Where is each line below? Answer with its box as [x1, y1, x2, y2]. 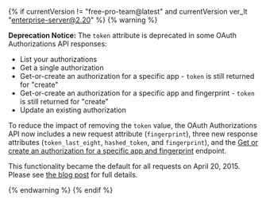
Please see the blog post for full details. [8, 170, 138, 179]
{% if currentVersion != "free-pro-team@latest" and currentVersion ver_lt [8, 7, 248, 16]
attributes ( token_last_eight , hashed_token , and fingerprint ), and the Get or [8, 138, 259, 146]
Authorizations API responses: [8, 39, 107, 49]
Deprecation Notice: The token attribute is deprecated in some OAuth [8, 31, 237, 40]
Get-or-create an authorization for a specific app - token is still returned [19, 72, 255, 80]
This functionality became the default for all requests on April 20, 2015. [8, 162, 241, 170]
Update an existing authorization [19, 105, 127, 115]
